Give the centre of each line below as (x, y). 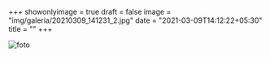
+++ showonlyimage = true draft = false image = (90, 12)
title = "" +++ (30, 29)
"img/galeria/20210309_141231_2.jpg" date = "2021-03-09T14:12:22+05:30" (135, 20)
